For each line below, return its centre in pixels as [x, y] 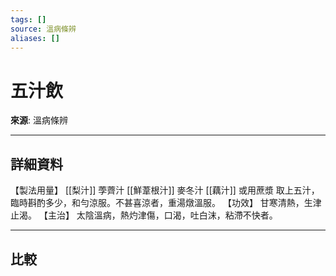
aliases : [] [35, 38]
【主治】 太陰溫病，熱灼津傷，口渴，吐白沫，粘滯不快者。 [158, 215]
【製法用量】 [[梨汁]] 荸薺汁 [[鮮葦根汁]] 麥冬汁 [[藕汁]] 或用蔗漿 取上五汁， [165, 190]
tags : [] [28, 19]
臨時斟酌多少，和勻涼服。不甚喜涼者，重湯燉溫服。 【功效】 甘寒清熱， [157, 203]
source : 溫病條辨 [43, 29]
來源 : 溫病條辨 [39, 120]
